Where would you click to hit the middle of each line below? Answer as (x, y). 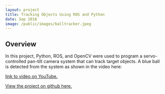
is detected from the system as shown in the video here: (64, 67)
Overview (21, 44)
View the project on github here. (39, 86)
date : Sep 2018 (21, 19)
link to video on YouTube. (32, 76)
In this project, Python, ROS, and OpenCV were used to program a (74, 56)
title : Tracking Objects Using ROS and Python (55, 14)
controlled (16, 61)
